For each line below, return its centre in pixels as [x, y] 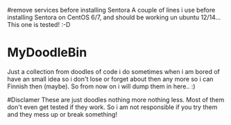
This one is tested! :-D [39, 25]
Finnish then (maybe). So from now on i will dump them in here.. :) [101, 86]
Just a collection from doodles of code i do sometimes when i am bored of [114, 71]
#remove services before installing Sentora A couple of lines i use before [111, 10]
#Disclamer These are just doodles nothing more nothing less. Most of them [116, 99]
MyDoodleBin [47, 53]
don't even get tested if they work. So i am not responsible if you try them [112, 107]
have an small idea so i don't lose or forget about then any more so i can [110, 79]
